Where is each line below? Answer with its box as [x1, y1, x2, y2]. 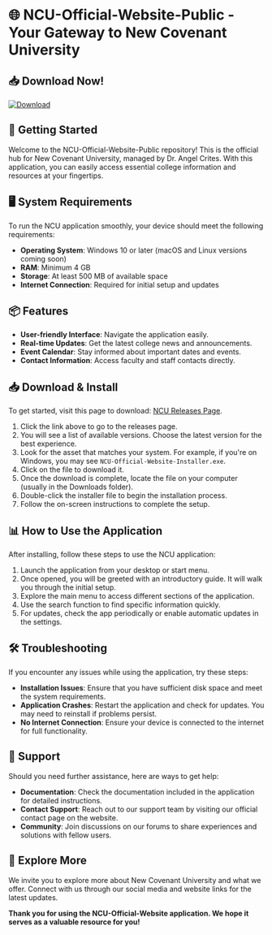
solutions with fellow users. [19, 830, 112, 840]
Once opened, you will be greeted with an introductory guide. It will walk [19, 574, 263, 584]
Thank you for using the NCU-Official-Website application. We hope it [8, 908, 249, 918]
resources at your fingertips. [8, 171, 104, 180]
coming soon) [19, 253, 67, 263]
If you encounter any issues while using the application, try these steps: [8, 667, 249, 677]
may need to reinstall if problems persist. [19, 708, 157, 718]
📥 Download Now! [8, 74, 104, 88]
